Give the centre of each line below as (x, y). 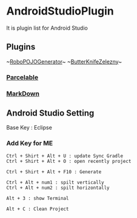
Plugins (21, 47)
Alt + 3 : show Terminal (38, 198)
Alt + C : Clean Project (38, 209)
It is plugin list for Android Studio (47, 28)
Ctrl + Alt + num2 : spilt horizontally (58, 188)
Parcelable (22, 77)
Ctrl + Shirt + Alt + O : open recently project (69, 161)
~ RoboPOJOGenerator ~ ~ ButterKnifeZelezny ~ (64, 61)
